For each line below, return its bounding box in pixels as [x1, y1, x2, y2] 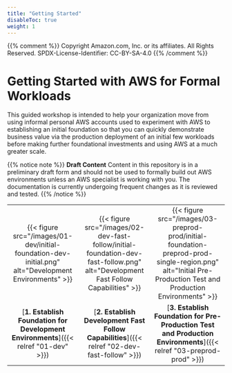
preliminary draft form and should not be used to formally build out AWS [7, 168, 212, 177]
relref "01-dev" [17, 342, 69, 352]
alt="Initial [162, 266, 196, 276]
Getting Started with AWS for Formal [7, 73, 221, 89]
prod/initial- [168, 232, 208, 241]
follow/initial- [93, 240, 137, 250]
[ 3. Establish [166, 303, 209, 312]
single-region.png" [156, 257, 220, 267]
